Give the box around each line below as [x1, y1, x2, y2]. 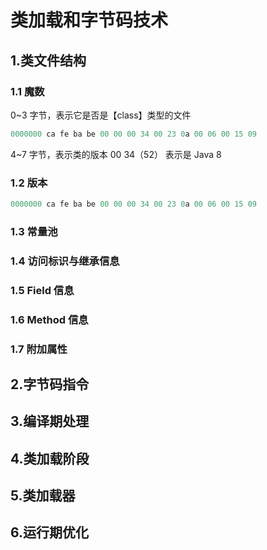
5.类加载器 [10, 487, 76, 505]
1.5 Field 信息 [10, 283, 75, 297]
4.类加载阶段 [10, 450, 90, 467]
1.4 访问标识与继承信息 [10, 254, 120, 268]
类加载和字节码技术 [10, 9, 169, 32]
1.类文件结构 [10, 52, 87, 69]
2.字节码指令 [10, 376, 90, 393]
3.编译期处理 [10, 413, 90, 430]
